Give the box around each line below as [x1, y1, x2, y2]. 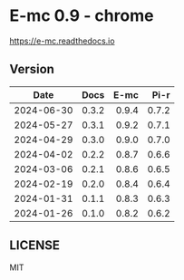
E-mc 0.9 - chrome [9, 5, 154, 26]
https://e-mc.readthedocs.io [9, 35, 115, 46]
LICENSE [9, 237, 61, 254]
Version [9, 62, 54, 77]
